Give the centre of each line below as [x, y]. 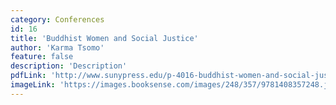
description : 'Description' [69, 66]
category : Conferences [57, 19]
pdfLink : [28, 76]
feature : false [42, 57]
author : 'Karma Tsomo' [57, 47]
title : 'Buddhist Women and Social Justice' [104, 38]
